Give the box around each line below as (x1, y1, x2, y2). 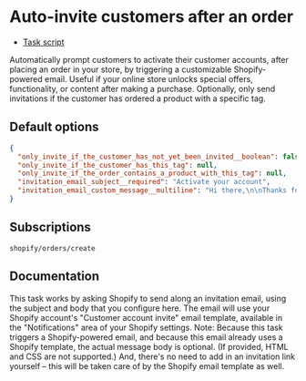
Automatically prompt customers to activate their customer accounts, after (9, 54, 290, 65)
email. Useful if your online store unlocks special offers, (44, 73, 253, 84)
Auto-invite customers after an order (9, 6, 294, 27)
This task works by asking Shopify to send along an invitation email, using (9, 293, 287, 304)
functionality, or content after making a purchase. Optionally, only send (9, 83, 276, 94)
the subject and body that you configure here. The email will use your (9, 303, 270, 314)
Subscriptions (9, 220, 91, 235)
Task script (22, 36, 66, 47)
